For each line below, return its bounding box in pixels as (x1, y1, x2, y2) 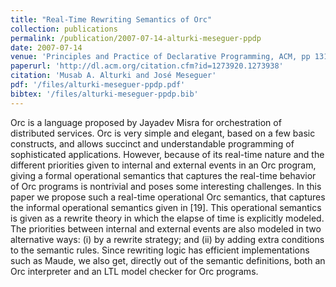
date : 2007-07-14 (10, 42, 83, 53)
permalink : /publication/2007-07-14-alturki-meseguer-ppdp (10, 33, 262, 43)
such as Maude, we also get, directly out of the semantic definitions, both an (10, 254, 326, 266)
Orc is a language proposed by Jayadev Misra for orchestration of (10, 116, 282, 128)
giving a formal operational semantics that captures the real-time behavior (10, 169, 317, 181)
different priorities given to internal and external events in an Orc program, (10, 159, 317, 171)
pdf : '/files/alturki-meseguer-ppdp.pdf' (10, 80, 186, 90)
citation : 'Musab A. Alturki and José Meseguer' (10, 71, 217, 81)
